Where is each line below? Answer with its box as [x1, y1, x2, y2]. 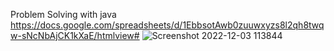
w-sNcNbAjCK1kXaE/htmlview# [10, 30, 140, 41]
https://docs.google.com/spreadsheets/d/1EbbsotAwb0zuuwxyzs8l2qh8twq [10, 19, 325, 31]
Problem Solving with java [10, 9, 117, 20]
